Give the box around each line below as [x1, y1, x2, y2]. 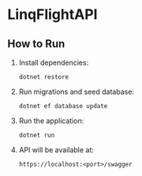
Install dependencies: [18, 58, 89, 67]
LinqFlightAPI [7, 6, 98, 24]
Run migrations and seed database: [18, 87, 135, 96]
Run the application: [18, 116, 84, 125]
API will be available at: [18, 145, 94, 155]
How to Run [7, 37, 65, 51]
